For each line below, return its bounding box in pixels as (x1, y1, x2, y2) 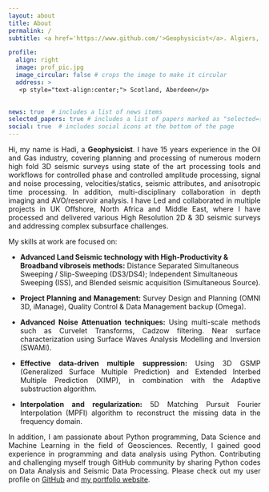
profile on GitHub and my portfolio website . (8, 474, 151, 484)
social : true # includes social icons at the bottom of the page (8, 123, 235, 131)
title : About (8, 19, 52, 27)
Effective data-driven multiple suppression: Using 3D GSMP (19, 358, 262, 368)
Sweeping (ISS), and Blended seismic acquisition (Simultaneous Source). (19, 278, 261, 287)
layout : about (8, 11, 56, 20)
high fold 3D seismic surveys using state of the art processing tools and (8, 162, 261, 171)
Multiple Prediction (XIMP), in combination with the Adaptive (19, 376, 261, 385)
